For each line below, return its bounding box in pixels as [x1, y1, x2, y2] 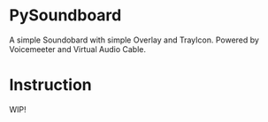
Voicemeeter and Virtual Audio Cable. [9, 43, 147, 54]
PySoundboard [9, 5, 122, 26]
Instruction [9, 75, 92, 95]
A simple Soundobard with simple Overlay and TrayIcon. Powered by [9, 34, 259, 45]
